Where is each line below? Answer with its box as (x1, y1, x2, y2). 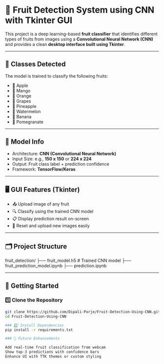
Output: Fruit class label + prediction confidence (12, 161, 110, 167)
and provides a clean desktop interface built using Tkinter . (5, 41, 125, 47)
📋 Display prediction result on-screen (12, 216, 89, 222)
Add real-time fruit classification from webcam (5, 345, 106, 350)
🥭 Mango (12, 87, 31, 93)
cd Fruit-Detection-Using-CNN (5, 314, 67, 319)
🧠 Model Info (5, 138, 44, 146)
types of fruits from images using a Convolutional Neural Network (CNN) (5, 36, 154, 42)
